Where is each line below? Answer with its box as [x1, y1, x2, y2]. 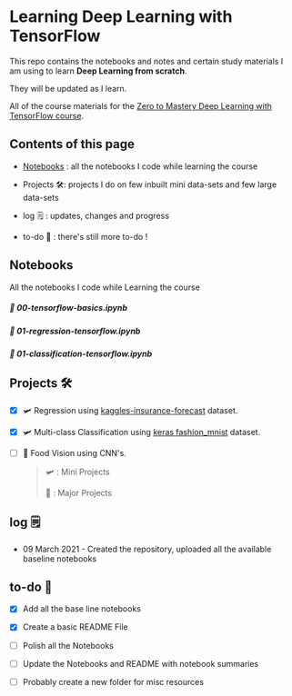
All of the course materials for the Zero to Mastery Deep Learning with [9, 100, 273, 111]
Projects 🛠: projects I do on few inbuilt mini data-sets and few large [22, 179, 277, 190]
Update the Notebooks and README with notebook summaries [22, 658, 259, 669]
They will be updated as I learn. [9, 83, 127, 94]
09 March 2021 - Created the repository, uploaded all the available [22, 543, 272, 554]
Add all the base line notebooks [22, 603, 141, 614]
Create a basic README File [22, 621, 129, 632]
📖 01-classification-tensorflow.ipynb [9, 348, 153, 359]
